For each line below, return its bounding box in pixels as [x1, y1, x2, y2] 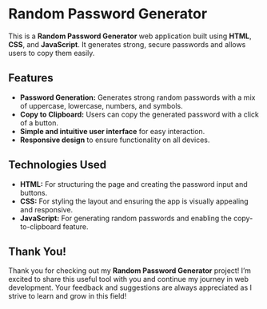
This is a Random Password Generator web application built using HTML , [8, 31, 252, 41]
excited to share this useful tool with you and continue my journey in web [8, 275, 249, 284]
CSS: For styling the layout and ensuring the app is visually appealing [19, 196, 249, 206]
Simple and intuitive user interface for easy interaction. [19, 126, 205, 136]
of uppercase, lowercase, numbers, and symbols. [19, 101, 184, 110]
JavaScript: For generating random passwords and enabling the [19, 213, 232, 223]
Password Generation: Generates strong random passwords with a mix [19, 93, 256, 102]
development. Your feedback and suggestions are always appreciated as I [8, 283, 253, 292]
